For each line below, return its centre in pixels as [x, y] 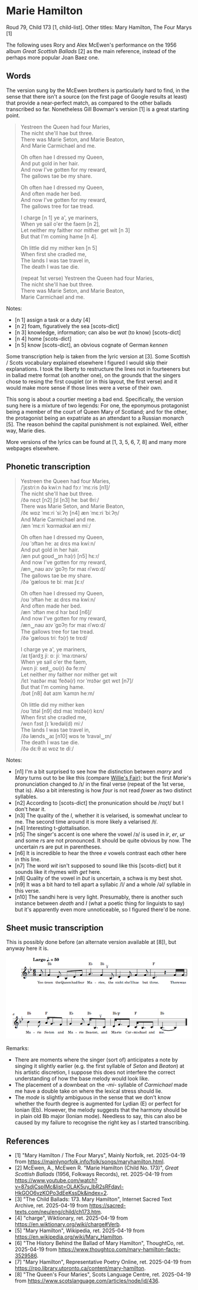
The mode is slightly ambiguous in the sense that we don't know [93, 1098]
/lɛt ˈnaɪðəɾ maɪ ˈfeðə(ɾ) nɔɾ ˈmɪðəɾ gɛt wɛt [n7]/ [77, 681]
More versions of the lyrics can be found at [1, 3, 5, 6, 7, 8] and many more [96, 442]
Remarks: [18, 1049]
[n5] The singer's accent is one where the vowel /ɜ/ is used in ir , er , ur [100, 834]
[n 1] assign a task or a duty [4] [52, 319]
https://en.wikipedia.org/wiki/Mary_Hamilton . [69, 1237]
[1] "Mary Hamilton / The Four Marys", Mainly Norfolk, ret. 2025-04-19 [100, 1155]
